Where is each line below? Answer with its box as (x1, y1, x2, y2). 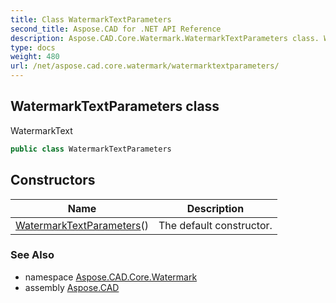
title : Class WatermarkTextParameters (10, 14, 172, 25)
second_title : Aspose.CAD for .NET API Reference (10, 24, 222, 34)
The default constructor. (158, 218, 273, 232)
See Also (10, 248, 55, 262)
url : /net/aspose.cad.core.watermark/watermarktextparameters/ (10, 61, 280, 71)
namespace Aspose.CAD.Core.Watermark (24, 271, 198, 283)
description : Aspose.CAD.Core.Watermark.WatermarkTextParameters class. (10, 33, 320, 43)
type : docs (10, 42, 56, 53)
